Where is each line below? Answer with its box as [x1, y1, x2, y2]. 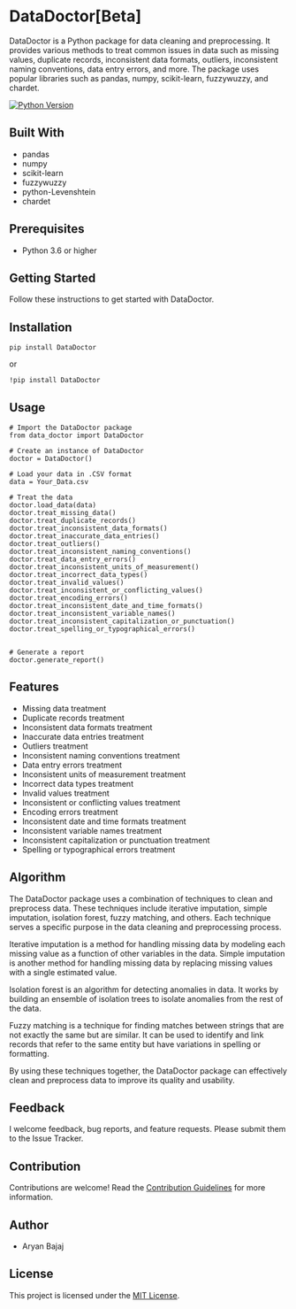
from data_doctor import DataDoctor [9, 431, 144, 440]
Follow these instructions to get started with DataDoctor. [9, 294, 215, 304]
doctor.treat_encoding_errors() [9, 594, 128, 603]
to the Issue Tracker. [9, 1133, 84, 1143]
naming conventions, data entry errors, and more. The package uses [9, 64, 259, 74]
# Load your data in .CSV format [9, 470, 133, 479]
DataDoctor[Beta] [9, 6, 142, 27]
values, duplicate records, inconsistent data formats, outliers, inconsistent [9, 54, 278, 65]
